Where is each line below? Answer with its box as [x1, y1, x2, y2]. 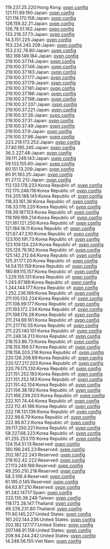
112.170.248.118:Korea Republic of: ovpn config [5, 188, 102, 193]
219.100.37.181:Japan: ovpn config [5, 85, 76, 91]
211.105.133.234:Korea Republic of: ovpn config [5, 295, 103, 301]
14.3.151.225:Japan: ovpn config [5, 37, 72, 43]
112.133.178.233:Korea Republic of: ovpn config [5, 182, 102, 188]
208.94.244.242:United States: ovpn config [5, 533, 96, 538]
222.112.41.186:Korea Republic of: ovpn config [5, 403, 100, 409]
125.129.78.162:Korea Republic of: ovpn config [5, 247, 100, 253]
